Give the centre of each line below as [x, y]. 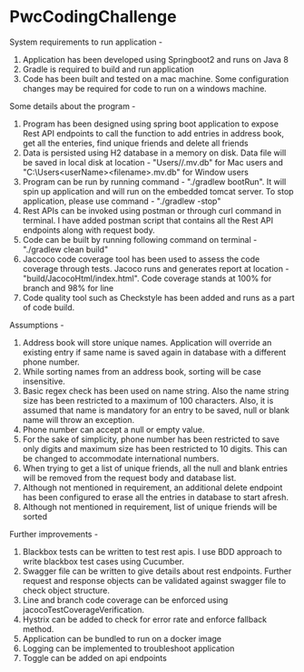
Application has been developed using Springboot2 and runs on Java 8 [155, 59]
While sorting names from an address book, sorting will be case [142, 371]
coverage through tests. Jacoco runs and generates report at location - [156, 268]
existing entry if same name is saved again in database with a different [154, 352]
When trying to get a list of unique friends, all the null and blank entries [155, 468]
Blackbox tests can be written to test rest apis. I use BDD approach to [152, 551]
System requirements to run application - [86, 42]
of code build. [49, 307]
